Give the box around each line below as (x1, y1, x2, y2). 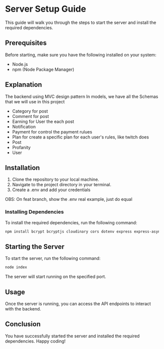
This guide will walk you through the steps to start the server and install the (5, 19, 156, 25)
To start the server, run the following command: (5, 255, 101, 261)
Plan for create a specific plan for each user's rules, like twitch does (12, 134, 149, 140)
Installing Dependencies (5, 209, 64, 215)
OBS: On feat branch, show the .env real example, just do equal (5, 196, 133, 202)
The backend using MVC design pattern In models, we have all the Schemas (5, 94, 159, 99)
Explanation (5, 80, 42, 89)
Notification (12, 123, 36, 130)
